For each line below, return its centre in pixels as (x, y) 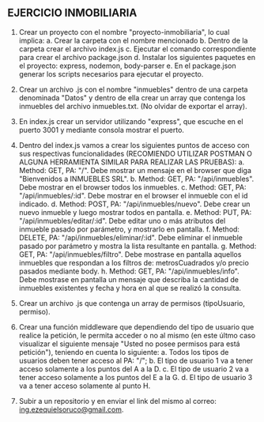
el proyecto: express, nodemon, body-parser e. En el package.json (127, 66)
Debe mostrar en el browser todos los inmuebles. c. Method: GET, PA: (132, 187)
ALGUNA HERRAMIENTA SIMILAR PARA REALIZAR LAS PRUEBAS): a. (132, 162)
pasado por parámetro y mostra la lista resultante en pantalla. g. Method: (138, 246)
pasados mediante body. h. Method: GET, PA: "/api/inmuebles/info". (129, 271)
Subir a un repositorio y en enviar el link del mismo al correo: (117, 401)
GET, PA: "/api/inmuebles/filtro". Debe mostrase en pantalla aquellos (130, 254)
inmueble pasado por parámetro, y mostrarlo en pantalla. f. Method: (129, 229)
